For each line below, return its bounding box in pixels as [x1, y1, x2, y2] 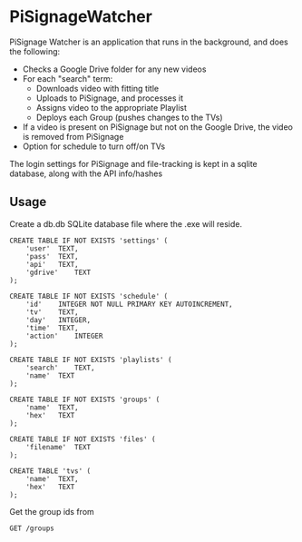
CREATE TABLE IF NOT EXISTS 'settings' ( [9, 236, 169, 245]
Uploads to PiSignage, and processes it [35, 93, 184, 103]
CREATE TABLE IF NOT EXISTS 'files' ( [9, 434, 156, 444]
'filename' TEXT [25, 442, 92, 451]
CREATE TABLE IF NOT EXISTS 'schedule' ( [9, 291, 169, 301]
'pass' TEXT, [25, 251, 79, 261]
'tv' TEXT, [25, 307, 79, 317]
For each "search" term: [22, 73, 113, 84]
